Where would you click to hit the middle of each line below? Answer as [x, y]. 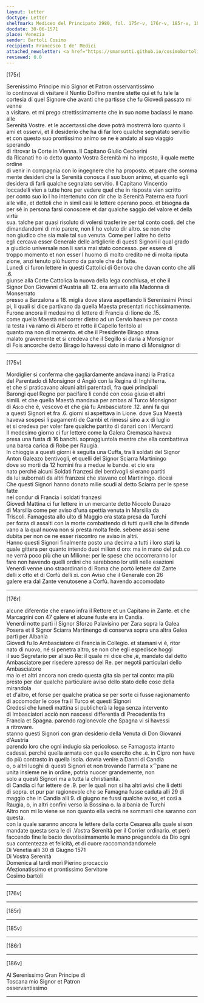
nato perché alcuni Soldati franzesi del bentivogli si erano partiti [86, 471]
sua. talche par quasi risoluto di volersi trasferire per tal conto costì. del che [101, 222]
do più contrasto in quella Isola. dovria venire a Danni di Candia [85, 759]
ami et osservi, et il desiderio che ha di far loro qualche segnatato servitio [98, 131]
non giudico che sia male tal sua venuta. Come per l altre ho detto [89, 235]
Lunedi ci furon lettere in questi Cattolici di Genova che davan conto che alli [101, 267]
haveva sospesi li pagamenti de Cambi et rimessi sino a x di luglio [88, 419]
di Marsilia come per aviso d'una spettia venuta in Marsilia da [83, 510]
